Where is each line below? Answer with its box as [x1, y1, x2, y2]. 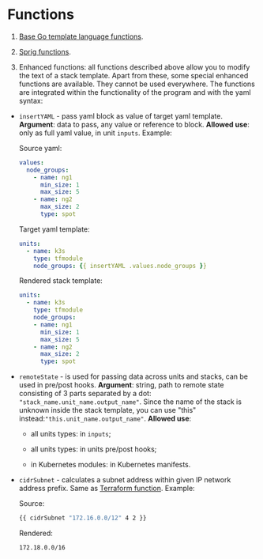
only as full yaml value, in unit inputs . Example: [18, 128, 173, 138]
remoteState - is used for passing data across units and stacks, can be [18, 372, 248, 381]
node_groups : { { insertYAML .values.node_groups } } [33, 262, 207, 270]
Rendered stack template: [18, 276, 103, 285]
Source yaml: [18, 143, 62, 153]
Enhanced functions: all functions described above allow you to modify [18, 62, 250, 72]
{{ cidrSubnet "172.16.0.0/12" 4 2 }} [18, 514, 147, 523]
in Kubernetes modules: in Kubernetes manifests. [30, 460, 191, 470]
